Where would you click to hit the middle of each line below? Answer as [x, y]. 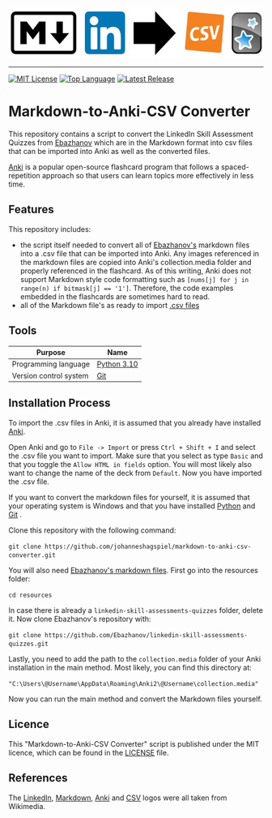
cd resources [30, 595]
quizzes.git [28, 644]
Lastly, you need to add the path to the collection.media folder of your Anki [135, 658]
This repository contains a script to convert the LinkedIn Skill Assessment [131, 134]
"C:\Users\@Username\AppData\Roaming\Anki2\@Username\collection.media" [134, 683]
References [38, 778]
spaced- [235, 167]
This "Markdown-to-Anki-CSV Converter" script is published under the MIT [134, 743]
